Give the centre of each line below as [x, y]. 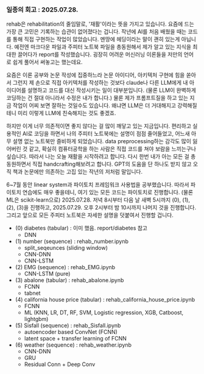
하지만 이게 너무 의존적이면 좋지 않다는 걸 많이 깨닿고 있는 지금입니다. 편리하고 [99, 126]
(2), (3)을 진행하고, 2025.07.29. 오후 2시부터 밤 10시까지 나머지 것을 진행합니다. [101, 208]
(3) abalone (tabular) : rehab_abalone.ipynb [69, 280]
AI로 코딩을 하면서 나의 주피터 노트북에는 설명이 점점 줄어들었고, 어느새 [106, 134]
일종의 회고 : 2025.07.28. [42, 9]
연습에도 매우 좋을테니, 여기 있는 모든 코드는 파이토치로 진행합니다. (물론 [108, 192]
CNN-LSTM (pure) [47, 274]
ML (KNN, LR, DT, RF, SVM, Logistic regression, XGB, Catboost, [104, 312]
